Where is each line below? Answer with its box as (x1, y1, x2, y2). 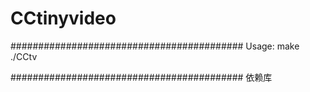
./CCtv (10, 50, 38, 62)
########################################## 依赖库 (10, 71, 273, 83)
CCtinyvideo (10, 7, 117, 30)
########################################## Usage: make (10, 40, 300, 52)
